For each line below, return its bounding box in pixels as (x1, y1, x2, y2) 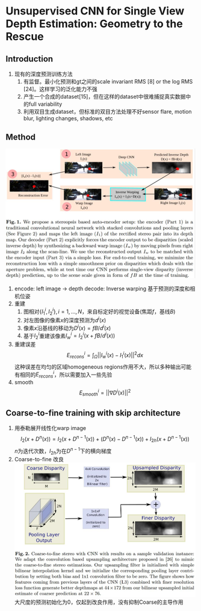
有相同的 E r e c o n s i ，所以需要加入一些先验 (14, 370, 113, 379)
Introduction (5, 54, 54, 64)
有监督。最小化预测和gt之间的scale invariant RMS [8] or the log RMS (23, 78, 193, 85)
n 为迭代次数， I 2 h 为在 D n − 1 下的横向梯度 (14, 446, 112, 456)
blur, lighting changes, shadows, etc (23, 115, 113, 121)
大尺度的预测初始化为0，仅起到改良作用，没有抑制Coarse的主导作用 (14, 598, 184, 606)
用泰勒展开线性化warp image (14, 425, 87, 432)
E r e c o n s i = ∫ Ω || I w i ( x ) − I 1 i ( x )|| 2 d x (66, 351, 144, 360)
